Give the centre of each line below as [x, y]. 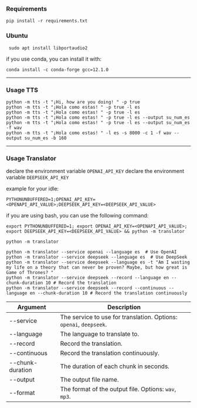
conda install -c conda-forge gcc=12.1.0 [57, 69]
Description [124, 307]
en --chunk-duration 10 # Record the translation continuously [108, 293]
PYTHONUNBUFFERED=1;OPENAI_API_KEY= [51, 200]
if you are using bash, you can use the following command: [77, 216]
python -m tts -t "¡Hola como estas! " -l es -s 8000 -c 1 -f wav [89, 133]
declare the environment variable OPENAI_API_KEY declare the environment [95, 171]
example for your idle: [33, 189]
